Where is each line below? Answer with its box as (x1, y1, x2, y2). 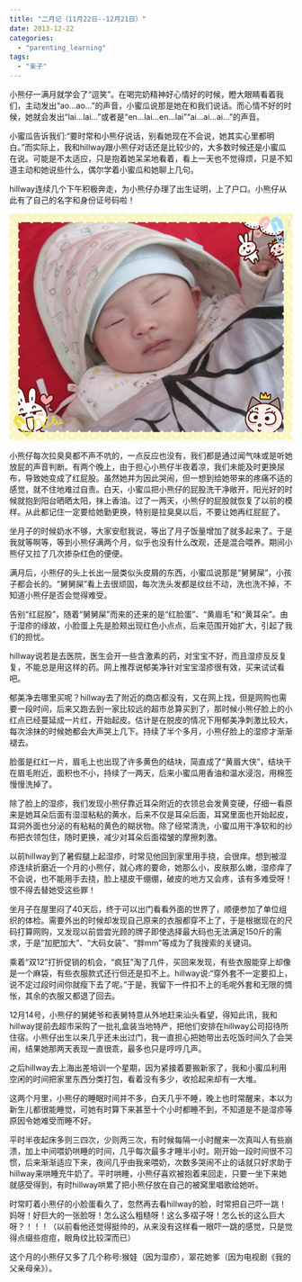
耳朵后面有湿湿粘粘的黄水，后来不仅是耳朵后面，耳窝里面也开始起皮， (32, 809, 293, 820)
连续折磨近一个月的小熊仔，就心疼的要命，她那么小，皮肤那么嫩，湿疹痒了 (16, 862, 293, 873)
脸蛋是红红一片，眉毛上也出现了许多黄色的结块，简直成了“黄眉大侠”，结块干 (9, 756, 292, 767)
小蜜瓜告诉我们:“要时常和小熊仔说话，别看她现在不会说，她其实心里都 (9, 131, 267, 141)
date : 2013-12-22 (9, 23, 75, 33)
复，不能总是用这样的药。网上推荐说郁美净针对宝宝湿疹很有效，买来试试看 (9, 662, 285, 673)
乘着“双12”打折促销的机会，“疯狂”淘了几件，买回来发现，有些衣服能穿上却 (9, 957, 283, 968)
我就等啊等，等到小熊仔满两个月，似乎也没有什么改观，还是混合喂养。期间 (9, 537, 285, 548)
